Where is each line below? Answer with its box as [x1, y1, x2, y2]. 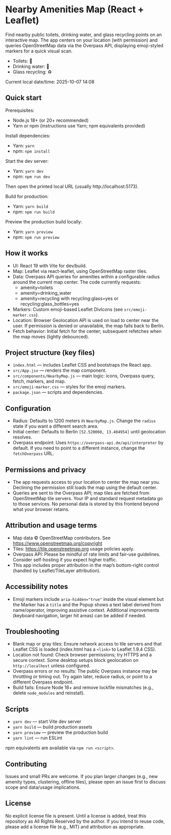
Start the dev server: [5, 158, 49, 164]
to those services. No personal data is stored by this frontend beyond [12, 501, 160, 507]
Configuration [5, 404, 51, 413]
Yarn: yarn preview [12, 229, 53, 235]
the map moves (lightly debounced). [12, 333, 90, 339]
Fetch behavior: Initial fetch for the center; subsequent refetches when [12, 328, 162, 334]
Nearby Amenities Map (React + [5, 4, 144, 15]
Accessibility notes [5, 582, 68, 591]
